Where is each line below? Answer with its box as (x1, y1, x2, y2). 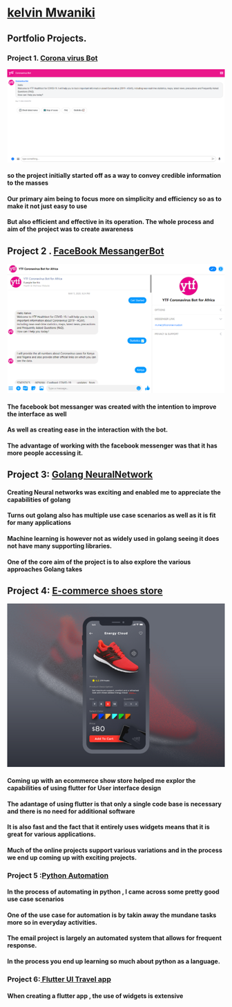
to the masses (7, 178, 49, 187)
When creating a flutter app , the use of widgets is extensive (7, 991, 184, 1000)
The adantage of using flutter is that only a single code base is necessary (7, 800, 222, 808)
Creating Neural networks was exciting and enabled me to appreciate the (7, 488, 221, 496)
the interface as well (7, 409, 67, 418)
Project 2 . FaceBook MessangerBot (7, 245, 164, 257)
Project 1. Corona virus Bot (7, 53, 98, 63)
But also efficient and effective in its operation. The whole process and (7, 218, 214, 226)
